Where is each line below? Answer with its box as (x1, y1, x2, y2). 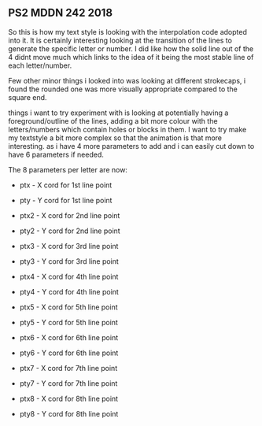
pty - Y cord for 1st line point (19, 195, 113, 205)
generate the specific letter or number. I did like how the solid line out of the (8, 43, 254, 54)
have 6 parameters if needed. (8, 150, 105, 159)
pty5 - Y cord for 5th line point (19, 317, 118, 327)
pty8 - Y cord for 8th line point (19, 409, 119, 418)
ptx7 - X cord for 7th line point (19, 363, 118, 372)
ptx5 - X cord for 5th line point (19, 302, 118, 312)
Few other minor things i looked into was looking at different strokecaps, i (8, 76, 246, 85)
